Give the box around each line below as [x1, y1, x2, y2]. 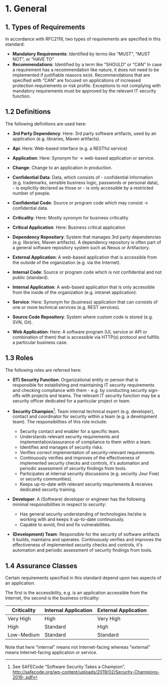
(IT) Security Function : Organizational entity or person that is [12, 377, 138, 383]
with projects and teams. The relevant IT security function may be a [21, 392, 160, 398]
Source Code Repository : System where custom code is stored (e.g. [12, 314, 153, 320]
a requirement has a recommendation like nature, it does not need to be [12, 67, 159, 73]
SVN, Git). [12, 319, 33, 325]
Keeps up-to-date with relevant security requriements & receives [19, 481, 153, 488]
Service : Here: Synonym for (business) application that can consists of [12, 299, 158, 305]
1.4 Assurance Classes [5, 562, 78, 570]
